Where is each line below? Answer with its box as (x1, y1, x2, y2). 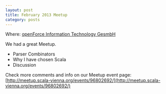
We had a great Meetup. (5, 41, 56, 47)
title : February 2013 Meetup (5, 12, 68, 17)
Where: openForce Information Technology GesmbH (5, 31, 116, 37)
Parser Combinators (12, 51, 55, 57)
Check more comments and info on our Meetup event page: (5, 72, 132, 78)
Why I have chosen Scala (12, 57, 67, 63)
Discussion (12, 62, 36, 68)
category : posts (5, 17, 40, 22)
